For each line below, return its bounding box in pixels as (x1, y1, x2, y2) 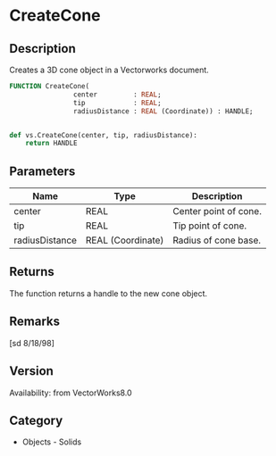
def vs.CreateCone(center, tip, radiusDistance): (9, 130, 198, 139)
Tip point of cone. (172, 220, 247, 232)
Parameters (9, 163, 76, 178)
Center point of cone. (172, 205, 262, 218)
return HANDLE (25, 139, 78, 148)
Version (9, 363, 54, 379)
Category (9, 412, 63, 428)
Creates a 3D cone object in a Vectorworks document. (9, 64, 210, 75)
